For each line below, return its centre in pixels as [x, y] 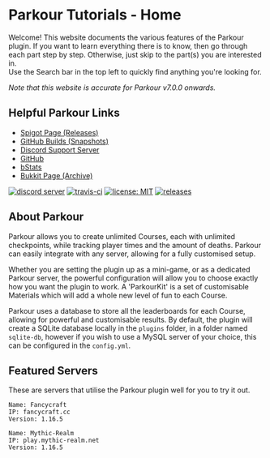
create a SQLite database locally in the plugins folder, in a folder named [128, 328]
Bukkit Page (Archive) [56, 175]
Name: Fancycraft [38, 405]
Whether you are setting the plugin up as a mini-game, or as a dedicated [129, 269]
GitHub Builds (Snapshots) [64, 141]
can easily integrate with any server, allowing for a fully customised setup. [132, 254]
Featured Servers [54, 370]
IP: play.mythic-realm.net [54, 441]
